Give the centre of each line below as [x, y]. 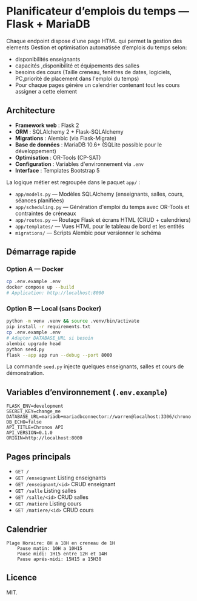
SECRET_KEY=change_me [34, 411]
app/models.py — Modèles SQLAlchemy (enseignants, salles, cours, [99, 194]
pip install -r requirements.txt [48, 327]
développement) [35, 151]
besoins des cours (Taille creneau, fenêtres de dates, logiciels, [93, 72]
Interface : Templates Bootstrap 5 [57, 170]
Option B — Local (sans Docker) [54, 308]
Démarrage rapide [42, 252]
